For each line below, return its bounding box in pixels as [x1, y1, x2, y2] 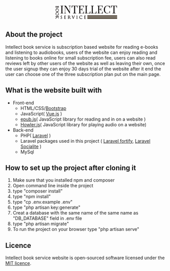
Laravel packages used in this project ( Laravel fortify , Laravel [20, 138, 151, 144]
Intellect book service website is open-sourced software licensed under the [5, 255, 165, 261]
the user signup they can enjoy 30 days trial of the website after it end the [5, 66, 161, 72]
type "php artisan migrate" [12, 221, 69, 227]
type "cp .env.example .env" [12, 199, 73, 205]
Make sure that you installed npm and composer [12, 177, 115, 183]
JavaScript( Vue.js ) [20, 110, 62, 117]
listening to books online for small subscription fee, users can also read [5, 54, 156, 61]
